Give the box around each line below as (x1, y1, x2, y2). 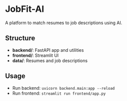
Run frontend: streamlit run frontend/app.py (12, 90, 106, 96)
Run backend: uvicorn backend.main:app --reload (12, 85, 115, 91)
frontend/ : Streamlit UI (12, 52, 59, 58)
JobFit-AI (5, 3, 44, 15)
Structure (5, 34, 36, 42)
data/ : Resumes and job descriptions (12, 58, 88, 64)
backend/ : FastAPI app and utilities (12, 47, 84, 53)
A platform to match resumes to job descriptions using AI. (5, 20, 123, 26)
